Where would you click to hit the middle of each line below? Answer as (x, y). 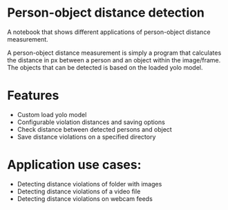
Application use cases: (74, 165)
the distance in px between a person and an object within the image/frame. (114, 60)
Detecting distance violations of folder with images (89, 184)
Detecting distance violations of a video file (79, 191)
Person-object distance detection (106, 13)
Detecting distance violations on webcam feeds (85, 198)
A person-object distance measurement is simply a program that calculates (114, 53)
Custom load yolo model (52, 114)
